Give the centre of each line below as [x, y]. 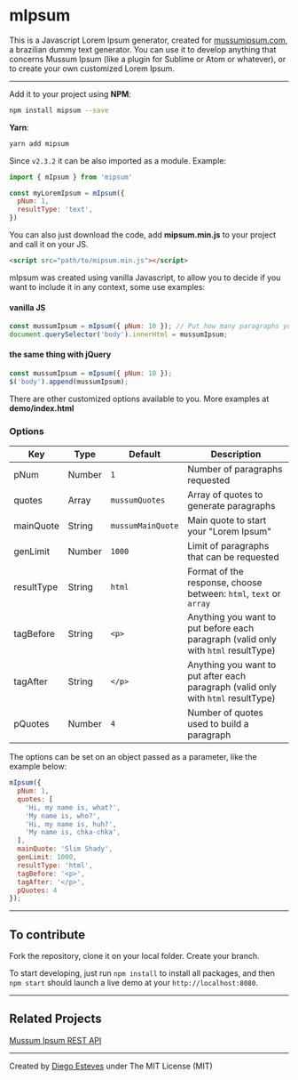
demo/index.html [42, 408]
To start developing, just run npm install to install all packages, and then [142, 973]
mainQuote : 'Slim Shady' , [65, 849]
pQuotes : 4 [37, 891]
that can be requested [233, 557]
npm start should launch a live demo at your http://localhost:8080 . [134, 983]
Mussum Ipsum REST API [55, 1040]
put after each [217, 676]
